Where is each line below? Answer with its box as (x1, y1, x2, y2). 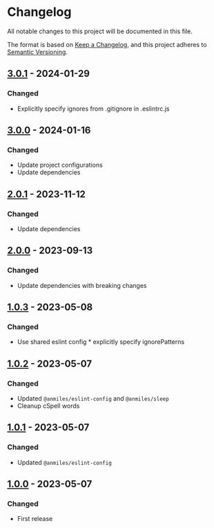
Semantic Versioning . (7, 48, 68, 56)
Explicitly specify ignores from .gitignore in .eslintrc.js (17, 104, 170, 113)
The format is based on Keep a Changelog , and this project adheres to (7, 40, 207, 48)
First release (17, 515, 53, 523)
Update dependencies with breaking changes (17, 281, 147, 289)
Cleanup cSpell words (17, 402, 80, 410)
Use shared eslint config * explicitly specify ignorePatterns (17, 338, 185, 346)
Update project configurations (17, 161, 104, 170)
